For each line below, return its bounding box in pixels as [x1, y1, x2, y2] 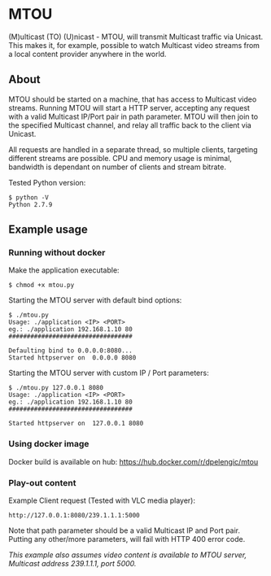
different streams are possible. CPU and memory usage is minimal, [8, 153, 232, 163]
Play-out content [8, 477, 76, 488]
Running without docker [8, 247, 106, 259]
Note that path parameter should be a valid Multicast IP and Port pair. [8, 526, 241, 535]
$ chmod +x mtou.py [8, 281, 75, 290]
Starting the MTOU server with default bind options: [8, 295, 182, 305]
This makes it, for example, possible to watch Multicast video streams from [8, 40, 260, 50]
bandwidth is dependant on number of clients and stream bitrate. [8, 162, 226, 172]
